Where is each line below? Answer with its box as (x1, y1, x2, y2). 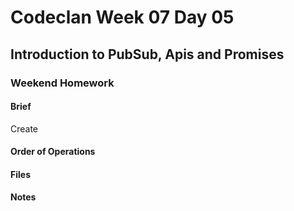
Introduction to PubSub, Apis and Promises (10, 46, 285, 63)
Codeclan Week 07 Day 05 (10, 6, 235, 29)
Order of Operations (10, 146, 96, 158)
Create (10, 122, 39, 135)
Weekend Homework (10, 76, 115, 90)
